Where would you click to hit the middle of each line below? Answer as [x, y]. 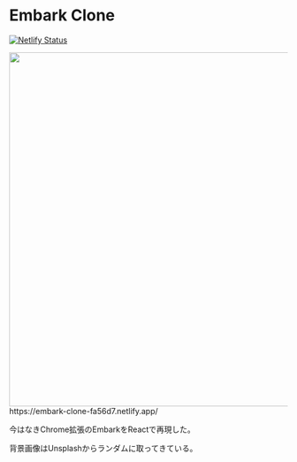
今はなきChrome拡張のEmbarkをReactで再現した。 [103, 429]
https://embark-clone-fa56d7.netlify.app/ [84, 411]
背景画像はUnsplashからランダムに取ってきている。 [103, 448]
